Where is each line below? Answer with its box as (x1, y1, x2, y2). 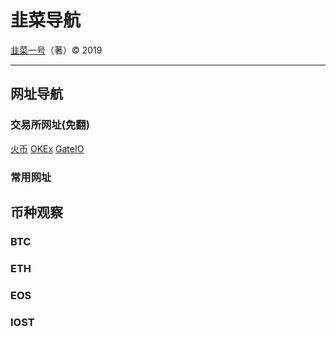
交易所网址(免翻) (10, 118, 90, 132)
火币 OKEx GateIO (10, 142, 85, 155)
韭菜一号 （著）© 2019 (10, 44, 103, 56)
